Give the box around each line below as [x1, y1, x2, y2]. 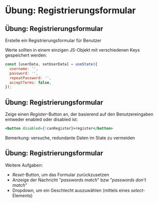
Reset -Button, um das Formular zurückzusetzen [12, 172, 109, 177]
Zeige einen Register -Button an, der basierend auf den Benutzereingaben [5, 111, 154, 117]
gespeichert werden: [5, 52, 48, 58]
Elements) [12, 192, 33, 199]
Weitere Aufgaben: [5, 162, 43, 168]
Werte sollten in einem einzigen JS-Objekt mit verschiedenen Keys [5, 47, 140, 53]
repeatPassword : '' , [9, 75, 52, 81]
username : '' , [9, 66, 38, 71]
